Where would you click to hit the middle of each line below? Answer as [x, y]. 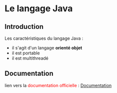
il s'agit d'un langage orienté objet [47, 48]
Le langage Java [39, 9]
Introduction [24, 27]
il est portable [26, 53]
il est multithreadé [30, 58]
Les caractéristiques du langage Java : [44, 38]
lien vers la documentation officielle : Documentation [58, 85]
